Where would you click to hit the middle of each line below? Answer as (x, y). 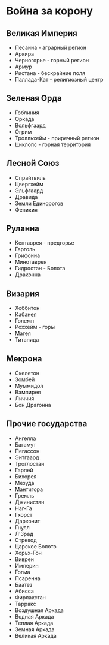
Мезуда (24, 483)
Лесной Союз (33, 163)
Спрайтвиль (30, 177)
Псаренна (27, 578)
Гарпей (24, 470)
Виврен (24, 559)
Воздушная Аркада (39, 610)
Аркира (24, 54)
